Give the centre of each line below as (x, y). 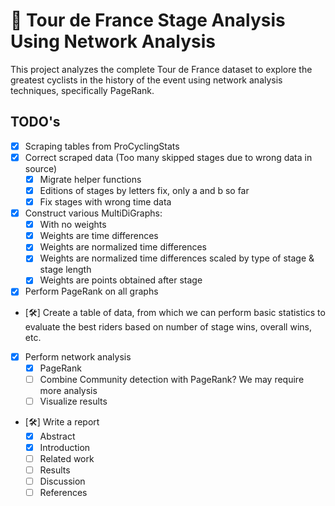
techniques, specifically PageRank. (82, 90)
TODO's (35, 122)
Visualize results (73, 401)
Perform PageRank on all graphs (91, 291)
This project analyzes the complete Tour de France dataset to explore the (161, 69)
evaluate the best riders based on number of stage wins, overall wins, (168, 326)
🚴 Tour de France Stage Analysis (148, 20)
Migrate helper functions (90, 179)
